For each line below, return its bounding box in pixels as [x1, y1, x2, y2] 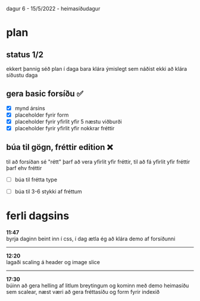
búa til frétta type [14, 175, 58, 183]
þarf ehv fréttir [6, 164, 42, 171]
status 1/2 [6, 49, 43, 59]
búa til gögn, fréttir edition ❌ [6, 142, 113, 152]
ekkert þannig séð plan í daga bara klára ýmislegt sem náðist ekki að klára [6, 65, 187, 72]
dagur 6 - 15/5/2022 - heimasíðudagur [6, 5, 101, 12]
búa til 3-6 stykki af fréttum [14, 187, 82, 195]
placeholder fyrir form [14, 111, 69, 118]
